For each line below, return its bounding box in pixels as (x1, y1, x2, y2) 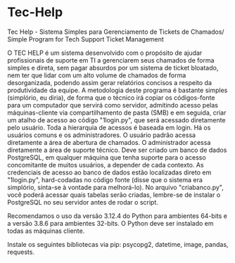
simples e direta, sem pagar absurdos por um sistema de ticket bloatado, (7, 63, 219, 72)
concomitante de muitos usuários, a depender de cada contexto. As (7, 160, 204, 169)
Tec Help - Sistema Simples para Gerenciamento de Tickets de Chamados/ (7, 27, 224, 36)
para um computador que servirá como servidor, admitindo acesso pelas (7, 101, 218, 109)
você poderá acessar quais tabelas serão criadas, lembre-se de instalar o (7, 191, 221, 199)
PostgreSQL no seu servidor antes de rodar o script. (7, 198, 158, 206)
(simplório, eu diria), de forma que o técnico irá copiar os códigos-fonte (7, 93, 215, 102)
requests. (7, 248, 35, 256)
